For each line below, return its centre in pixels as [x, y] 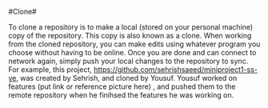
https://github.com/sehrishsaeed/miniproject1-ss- [175, 70]
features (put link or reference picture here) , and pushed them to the [122, 86]
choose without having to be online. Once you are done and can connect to [132, 52]
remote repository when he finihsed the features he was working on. [121, 95]
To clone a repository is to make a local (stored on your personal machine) [131, 27]
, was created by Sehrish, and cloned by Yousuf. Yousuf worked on [126, 78]
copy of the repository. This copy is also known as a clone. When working [130, 36]
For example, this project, [50, 70]
